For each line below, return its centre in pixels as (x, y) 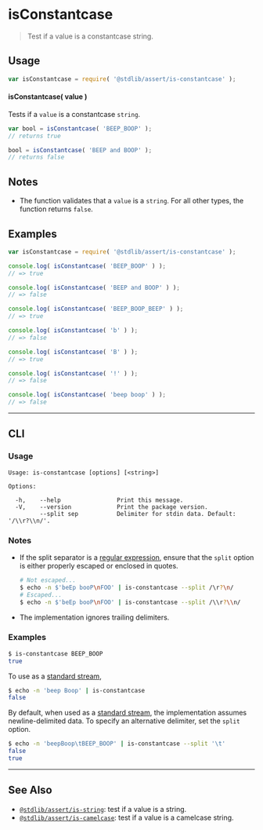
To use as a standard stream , (55, 676)
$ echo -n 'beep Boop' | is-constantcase (77, 690)
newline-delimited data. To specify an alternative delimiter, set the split (124, 721)
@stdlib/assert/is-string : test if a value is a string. (103, 809)
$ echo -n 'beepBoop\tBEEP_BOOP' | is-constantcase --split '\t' (117, 744)
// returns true (34, 136)
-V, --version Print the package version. (112, 507)
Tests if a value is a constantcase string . (74, 114)
